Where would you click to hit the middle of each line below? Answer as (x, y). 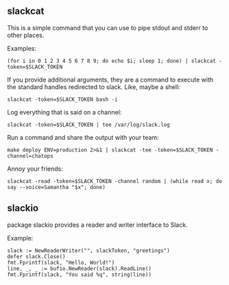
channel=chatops (30, 156)
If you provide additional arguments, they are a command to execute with (110, 79)
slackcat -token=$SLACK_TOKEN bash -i (62, 99)
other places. (26, 35)
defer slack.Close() (37, 256)
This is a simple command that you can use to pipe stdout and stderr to (108, 27)
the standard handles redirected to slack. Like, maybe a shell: (94, 87)
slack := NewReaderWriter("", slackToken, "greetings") (88, 250)
